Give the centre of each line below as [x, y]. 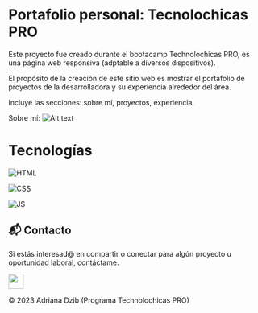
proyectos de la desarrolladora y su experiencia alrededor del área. [120, 87]
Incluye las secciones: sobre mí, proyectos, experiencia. [102, 102]
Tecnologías [50, 151]
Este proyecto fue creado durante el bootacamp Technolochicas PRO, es [129, 54]
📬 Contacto [40, 231]
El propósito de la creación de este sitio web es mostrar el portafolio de [127, 78]
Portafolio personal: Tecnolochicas [128, 15]
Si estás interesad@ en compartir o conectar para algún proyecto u [120, 253]
